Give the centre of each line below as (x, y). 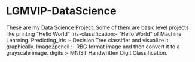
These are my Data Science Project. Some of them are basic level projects (98, 27)
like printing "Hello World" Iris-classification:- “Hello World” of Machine (94, 33)
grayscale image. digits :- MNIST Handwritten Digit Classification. (87, 52)
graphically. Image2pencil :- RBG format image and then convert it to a (93, 46)
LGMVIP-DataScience (61, 11)
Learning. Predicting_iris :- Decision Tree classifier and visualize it (87, 40)
